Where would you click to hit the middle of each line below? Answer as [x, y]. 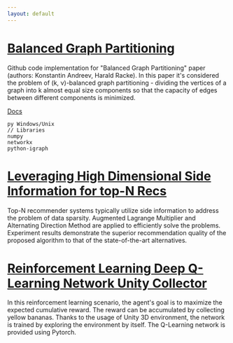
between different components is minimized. [71, 97]
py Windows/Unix [31, 124]
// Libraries [26, 130]
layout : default [31, 14]
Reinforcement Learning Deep [96, 268]
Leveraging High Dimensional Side [109, 176]
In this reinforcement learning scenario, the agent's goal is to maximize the [115, 302]
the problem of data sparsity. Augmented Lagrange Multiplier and [101, 218]
